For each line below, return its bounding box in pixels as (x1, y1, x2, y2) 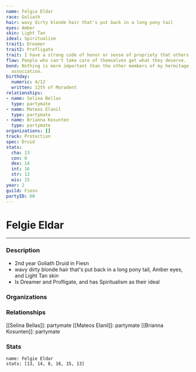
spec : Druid (6, 138, 35, 145)
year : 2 (6, 182, 25, 188)
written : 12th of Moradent (11, 85, 77, 91)
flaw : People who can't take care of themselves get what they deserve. (6, 57, 187, 63)
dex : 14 (11, 161, 30, 166)
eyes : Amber (6, 25, 35, 31)
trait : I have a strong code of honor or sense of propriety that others (6, 52, 190, 58)
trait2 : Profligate (6, 47, 54, 53)
